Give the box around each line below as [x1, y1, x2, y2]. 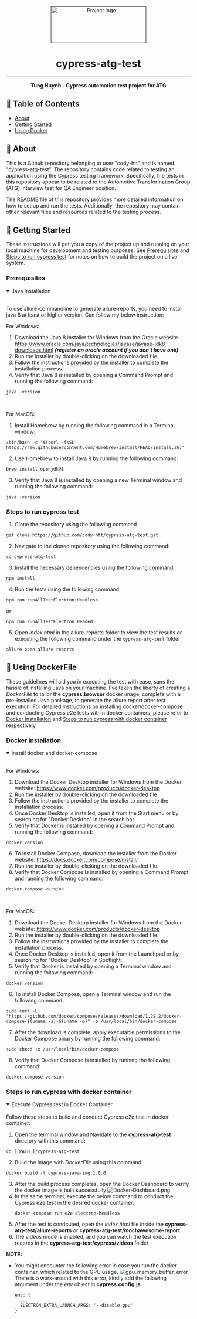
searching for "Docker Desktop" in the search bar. [14, 816, 136, 823]
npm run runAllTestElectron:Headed [6, 618, 93, 624]
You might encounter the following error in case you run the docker [14, 1262, 177, 1269]
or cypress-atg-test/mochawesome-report [73, 1227, 181, 1234]
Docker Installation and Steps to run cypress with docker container [6, 715, 167, 722]
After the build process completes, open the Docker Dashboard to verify [14, 1181, 189, 1188]
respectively [6, 722, 36, 729]
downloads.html [14, 346, 54, 353]
